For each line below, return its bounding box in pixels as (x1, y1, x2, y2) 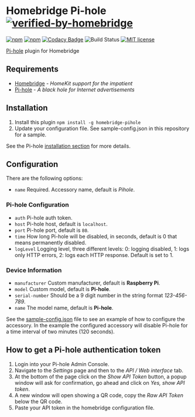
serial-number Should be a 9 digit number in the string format (14, 292, 163, 299)
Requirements (6, 64, 59, 74)
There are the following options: (6, 175, 83, 182)
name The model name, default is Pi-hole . (14, 304, 114, 311)
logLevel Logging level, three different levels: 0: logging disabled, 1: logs (14, 245, 189, 252)
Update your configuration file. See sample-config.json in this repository (14, 125, 190, 132)
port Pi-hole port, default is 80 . (14, 227, 89, 234)
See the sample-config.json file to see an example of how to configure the (6, 315, 186, 323)
